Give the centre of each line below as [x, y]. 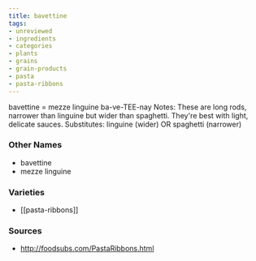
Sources [25, 231]
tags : [17, 24]
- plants [23, 53]
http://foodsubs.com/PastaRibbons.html [87, 249]
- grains [23, 62]
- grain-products [38, 69]
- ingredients [33, 39]
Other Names [35, 145]
